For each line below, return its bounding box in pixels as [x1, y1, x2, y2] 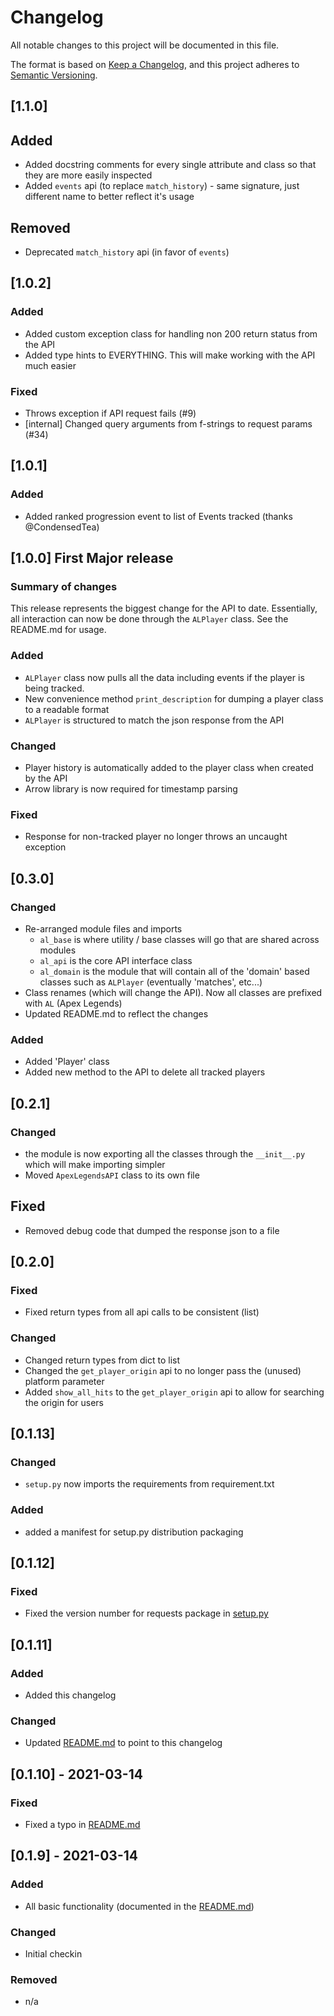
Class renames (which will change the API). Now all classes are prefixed [24, 986, 323, 998]
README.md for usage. [10, 624, 107, 636]
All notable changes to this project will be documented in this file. [10, 39, 280, 51]
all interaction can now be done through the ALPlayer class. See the [10, 613, 289, 625]
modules [39, 944, 77, 956]
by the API [24, 772, 68, 784]
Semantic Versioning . [10, 69, 98, 81]
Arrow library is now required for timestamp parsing [24, 782, 238, 795]
